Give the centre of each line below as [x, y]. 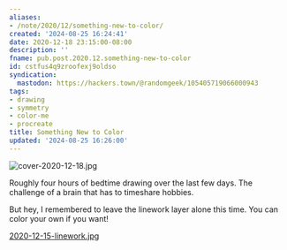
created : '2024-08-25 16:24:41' [68, 34]
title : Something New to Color [67, 133]
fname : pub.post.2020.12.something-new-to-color [100, 58]
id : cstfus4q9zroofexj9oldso [63, 67]
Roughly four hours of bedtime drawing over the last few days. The [131, 183]
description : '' [39, 50]
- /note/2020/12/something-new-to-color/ [87, 26]
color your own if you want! [59, 218]
